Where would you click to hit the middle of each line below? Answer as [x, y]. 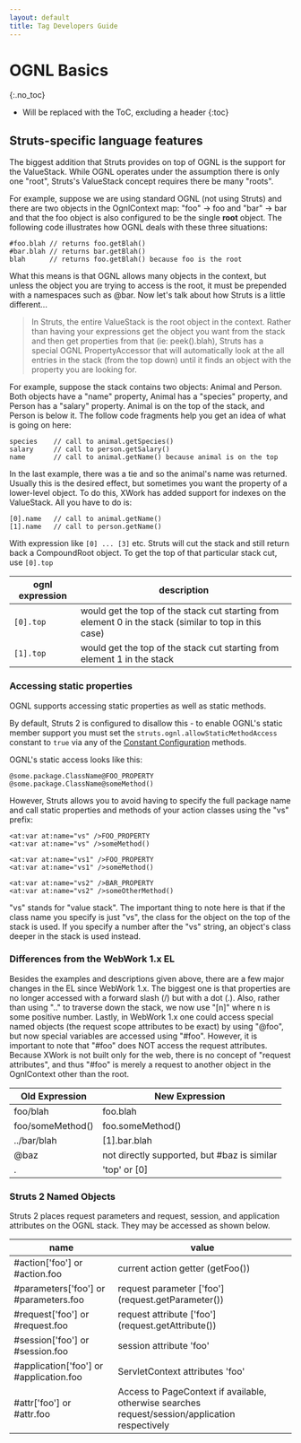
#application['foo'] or [59, 1366]
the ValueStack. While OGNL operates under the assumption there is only [145, 172]
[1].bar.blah [127, 1140]
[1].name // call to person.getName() [86, 527]
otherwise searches [159, 1403]
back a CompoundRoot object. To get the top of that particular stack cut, [143, 553]
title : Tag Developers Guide [64, 26]
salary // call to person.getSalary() [90, 449]
